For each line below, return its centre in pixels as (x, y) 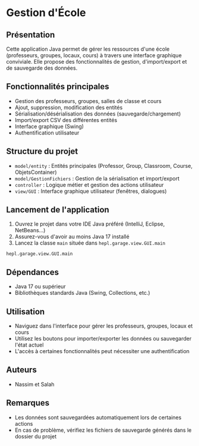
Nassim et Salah (34, 384)
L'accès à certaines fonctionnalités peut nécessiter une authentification (102, 351)
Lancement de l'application (58, 210)
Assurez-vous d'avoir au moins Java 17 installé (72, 237)
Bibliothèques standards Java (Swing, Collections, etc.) (82, 293)
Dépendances (33, 272)
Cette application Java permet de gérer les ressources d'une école (88, 49)
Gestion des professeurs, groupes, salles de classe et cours (88, 101)
